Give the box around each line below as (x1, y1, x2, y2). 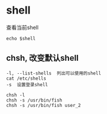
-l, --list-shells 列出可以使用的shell (6, 70, 102, 76)
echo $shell (6, 35, 36, 41)
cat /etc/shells (6, 75, 46, 82)
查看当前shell (6, 24, 39, 31)
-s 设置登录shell (6, 82, 48, 87)
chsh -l (6, 92, 26, 98)
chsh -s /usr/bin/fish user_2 (6, 102, 81, 108)
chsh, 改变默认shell (6, 53, 79, 63)
